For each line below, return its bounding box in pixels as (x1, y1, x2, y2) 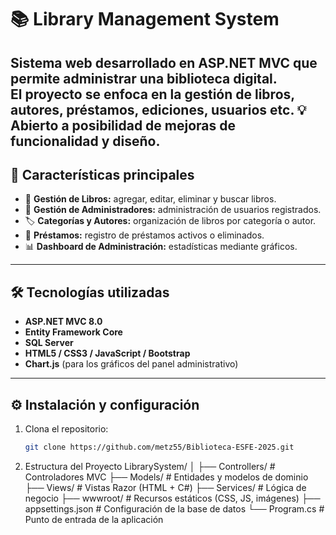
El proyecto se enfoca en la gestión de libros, (10, 86, 295, 103)
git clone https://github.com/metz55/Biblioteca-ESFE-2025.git (24, 442, 295, 453)
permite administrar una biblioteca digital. (10, 70, 278, 87)
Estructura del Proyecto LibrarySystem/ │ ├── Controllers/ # (24, 460, 276, 472)
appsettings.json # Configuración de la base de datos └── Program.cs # (24, 502, 325, 515)
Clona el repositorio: (24, 423, 109, 435)
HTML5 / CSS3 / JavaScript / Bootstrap (24, 347, 191, 360)
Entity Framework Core (24, 326, 123, 338)
